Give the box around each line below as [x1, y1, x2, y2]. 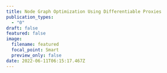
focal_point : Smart [11, 47, 59, 53]
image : [6, 36, 22, 42]
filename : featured [11, 42, 59, 48]
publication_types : [6, 14, 54, 20]
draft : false [6, 25, 38, 31]
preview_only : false [11, 52, 62, 58]
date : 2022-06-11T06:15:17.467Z [6, 58, 85, 64]
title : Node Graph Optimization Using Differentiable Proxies [6, 8, 162, 15]
